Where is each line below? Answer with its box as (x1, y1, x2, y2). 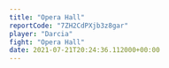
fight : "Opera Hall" (9, 37, 86, 47)
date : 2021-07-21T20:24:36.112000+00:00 (9, 46, 161, 55)
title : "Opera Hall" (9, 12, 86, 22)
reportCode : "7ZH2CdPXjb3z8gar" (9, 21, 128, 30)
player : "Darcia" (9, 29, 73, 38)
